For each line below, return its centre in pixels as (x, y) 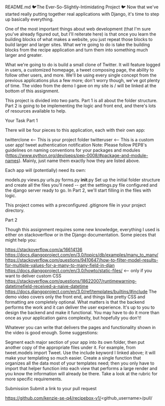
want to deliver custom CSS (33, 276)
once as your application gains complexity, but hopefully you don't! (73, 318)
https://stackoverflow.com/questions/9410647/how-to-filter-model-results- (82, 260)
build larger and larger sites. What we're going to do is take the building (78, 44)
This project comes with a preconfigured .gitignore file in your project (76, 205)
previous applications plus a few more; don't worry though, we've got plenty (82, 80)
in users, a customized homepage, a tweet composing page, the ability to (80, 70)
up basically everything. (30, 19)
